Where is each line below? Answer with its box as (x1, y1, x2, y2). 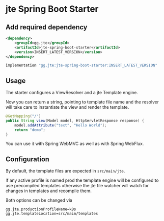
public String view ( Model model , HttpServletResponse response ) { (5, 118, 144, 123)
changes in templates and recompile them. (5, 188, 92, 194)
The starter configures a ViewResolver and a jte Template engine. (5, 90, 138, 96)
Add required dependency (5, 23, 87, 31)
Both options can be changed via (5, 197, 73, 203)
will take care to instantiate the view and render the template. (5, 104, 129, 110)
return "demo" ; (14, 127, 46, 132)
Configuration (5, 155, 50, 163)
